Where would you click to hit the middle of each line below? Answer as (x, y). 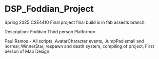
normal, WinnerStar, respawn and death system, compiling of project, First (79, 46)
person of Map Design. (28, 51)
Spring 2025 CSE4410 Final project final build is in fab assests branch (75, 22)
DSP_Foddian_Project (49, 9)
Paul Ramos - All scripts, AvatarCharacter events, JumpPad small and (74, 41)
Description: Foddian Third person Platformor (50, 31)
